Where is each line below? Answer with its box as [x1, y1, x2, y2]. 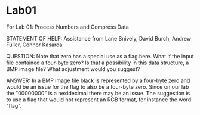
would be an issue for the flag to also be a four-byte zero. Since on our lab [6, 83, 189, 90]
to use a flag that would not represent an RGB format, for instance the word [6, 96, 192, 103]
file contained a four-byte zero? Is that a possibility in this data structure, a [6, 59, 189, 66]
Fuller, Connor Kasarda [6, 41, 63, 48]
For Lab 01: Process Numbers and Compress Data [6, 23, 130, 30]
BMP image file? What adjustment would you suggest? [6, 65, 140, 72]
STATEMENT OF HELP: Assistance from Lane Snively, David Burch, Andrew [6, 35, 192, 42]
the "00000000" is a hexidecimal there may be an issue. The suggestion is [6, 89, 190, 97]
